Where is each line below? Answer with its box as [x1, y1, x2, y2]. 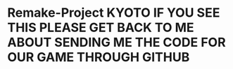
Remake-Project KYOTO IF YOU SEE [7, 5, 220, 21]
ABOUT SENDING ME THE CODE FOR [7, 35, 227, 50]
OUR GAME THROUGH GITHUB [7, 49, 190, 66]
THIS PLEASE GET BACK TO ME [7, 20, 195, 36]
